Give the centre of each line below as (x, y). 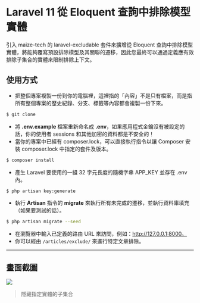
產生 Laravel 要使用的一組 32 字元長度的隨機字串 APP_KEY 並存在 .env (101, 172)
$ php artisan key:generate (41, 191)
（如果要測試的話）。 (40, 210)
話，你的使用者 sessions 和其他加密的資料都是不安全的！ (85, 134)
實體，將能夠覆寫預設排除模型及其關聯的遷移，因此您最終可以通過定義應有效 (100, 52)
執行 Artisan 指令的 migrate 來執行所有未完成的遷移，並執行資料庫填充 (102, 203)
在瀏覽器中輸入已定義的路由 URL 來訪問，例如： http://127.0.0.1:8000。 (101, 234)
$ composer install (30, 160)
